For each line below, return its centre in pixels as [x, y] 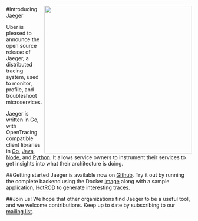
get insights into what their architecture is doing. [65, 164]
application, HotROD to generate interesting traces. [68, 187]
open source [22, 46]
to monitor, [19, 83]
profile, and [20, 90]
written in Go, [23, 120]
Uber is [15, 27]
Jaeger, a [17, 58]
